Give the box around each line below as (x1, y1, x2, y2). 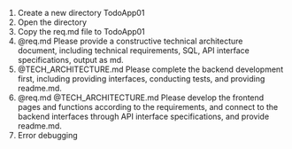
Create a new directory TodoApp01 (17, 8, 145, 18)
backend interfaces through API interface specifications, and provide (17, 111, 270, 122)
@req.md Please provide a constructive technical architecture (17, 35, 243, 46)
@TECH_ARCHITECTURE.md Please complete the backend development (17, 64, 284, 74)
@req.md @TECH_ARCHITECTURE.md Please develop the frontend (17, 92, 265, 103)
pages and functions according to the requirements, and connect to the (17, 102, 279, 112)
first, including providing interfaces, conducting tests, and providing (17, 74, 265, 83)
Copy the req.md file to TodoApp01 (17, 27, 146, 36)
